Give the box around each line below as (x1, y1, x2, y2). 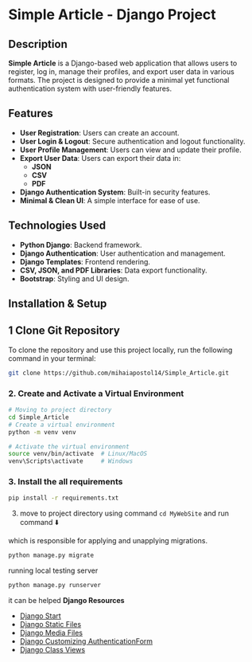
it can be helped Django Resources (8, 596, 125, 605)
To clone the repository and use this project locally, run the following (8, 345, 233, 355)
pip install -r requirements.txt (8, 494, 119, 503)
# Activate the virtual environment (8, 442, 130, 451)
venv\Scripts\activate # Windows (8, 457, 134, 465)
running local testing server (8, 566, 99, 575)
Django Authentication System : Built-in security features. (19, 187, 211, 197)
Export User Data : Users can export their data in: (19, 153, 181, 163)
